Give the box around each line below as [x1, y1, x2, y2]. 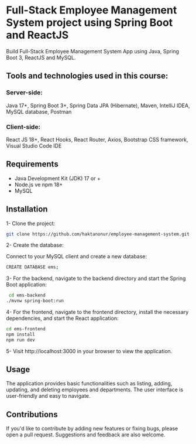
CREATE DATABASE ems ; [6, 264, 59, 270]
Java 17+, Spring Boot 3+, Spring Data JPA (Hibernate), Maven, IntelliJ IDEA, [6, 102, 190, 109]
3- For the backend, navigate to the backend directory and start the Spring [6, 275, 186, 282]
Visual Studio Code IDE [6, 142, 62, 149]
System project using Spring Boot [6, 16, 173, 29]
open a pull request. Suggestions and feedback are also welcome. [6, 431, 166, 438]
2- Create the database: [6, 241, 64, 249]
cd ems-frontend [6, 326, 46, 332]
